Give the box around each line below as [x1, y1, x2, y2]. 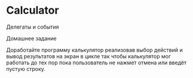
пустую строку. [6, 65, 46, 72]
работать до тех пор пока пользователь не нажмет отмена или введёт [6, 59, 187, 66]
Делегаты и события [6, 23, 59, 30]
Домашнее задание [6, 35, 57, 42]
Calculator [6, 4, 59, 17]
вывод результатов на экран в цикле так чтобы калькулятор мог [6, 52, 171, 60]
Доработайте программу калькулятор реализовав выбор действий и [6, 46, 183, 54]
